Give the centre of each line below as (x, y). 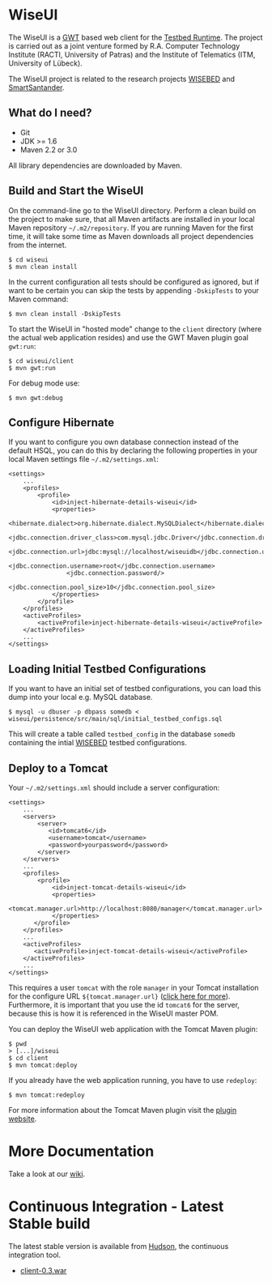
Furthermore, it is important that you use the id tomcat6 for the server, (124, 1005)
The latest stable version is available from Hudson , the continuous (119, 1246)
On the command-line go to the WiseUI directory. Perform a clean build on (132, 210)
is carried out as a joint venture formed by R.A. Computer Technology (124, 45)
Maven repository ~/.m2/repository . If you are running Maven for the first (131, 228)
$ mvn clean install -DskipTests (65, 313)
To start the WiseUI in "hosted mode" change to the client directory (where (135, 329)
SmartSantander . (36, 87)
